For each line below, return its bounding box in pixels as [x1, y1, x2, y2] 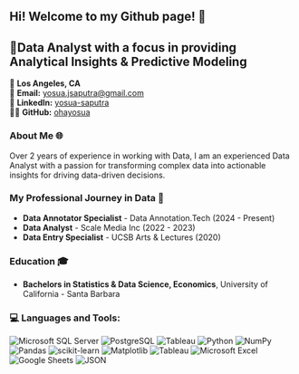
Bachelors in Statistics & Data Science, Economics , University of [22, 279, 269, 290]
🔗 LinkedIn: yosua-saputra [9, 97, 110, 109]
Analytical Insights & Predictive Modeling [9, 53, 247, 69]
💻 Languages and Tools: [9, 312, 121, 324]
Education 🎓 [9, 254, 69, 267]
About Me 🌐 [9, 129, 63, 142]
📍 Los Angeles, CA [9, 78, 82, 89]
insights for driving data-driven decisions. [9, 169, 166, 180]
